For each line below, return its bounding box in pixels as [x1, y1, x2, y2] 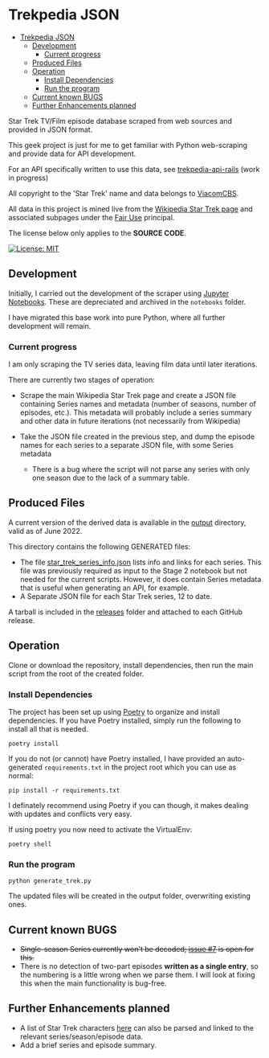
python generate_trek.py [8, 877, 92, 885]
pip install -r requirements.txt [8, 786, 120, 794]
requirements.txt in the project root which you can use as [43, 762, 237, 772]
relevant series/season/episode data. [19, 1031, 143, 1041]
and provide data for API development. [8, 149, 137, 158]
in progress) [8, 173, 49, 182]
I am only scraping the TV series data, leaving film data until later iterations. [8, 359, 258, 369]
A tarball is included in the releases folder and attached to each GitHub [8, 607, 243, 617]
